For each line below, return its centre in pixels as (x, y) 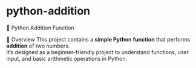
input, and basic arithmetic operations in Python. (67, 58)
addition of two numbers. (38, 46)
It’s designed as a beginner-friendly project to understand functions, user (98, 52)
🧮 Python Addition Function (40, 28)
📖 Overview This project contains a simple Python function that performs (98, 39)
